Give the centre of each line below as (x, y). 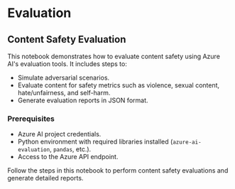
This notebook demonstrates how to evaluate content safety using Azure (114, 56)
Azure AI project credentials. (59, 134)
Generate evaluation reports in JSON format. (83, 100)
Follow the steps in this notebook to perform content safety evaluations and (118, 171)
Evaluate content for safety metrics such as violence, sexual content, (119, 85)
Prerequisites (31, 119)
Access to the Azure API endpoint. (68, 157)
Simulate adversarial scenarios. (64, 77)
